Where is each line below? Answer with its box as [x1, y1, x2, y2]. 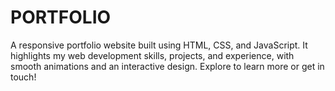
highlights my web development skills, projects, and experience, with [10, 49, 295, 61]
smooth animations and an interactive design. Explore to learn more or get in [10, 60, 325, 72]
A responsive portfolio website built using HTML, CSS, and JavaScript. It [10, 39, 308, 51]
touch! [10, 71, 37, 83]
